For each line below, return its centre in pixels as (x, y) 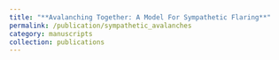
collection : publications (57, 42)
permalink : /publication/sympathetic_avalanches (101, 26)
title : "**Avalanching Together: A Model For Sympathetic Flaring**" (140, 17)
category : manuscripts (51, 34)
